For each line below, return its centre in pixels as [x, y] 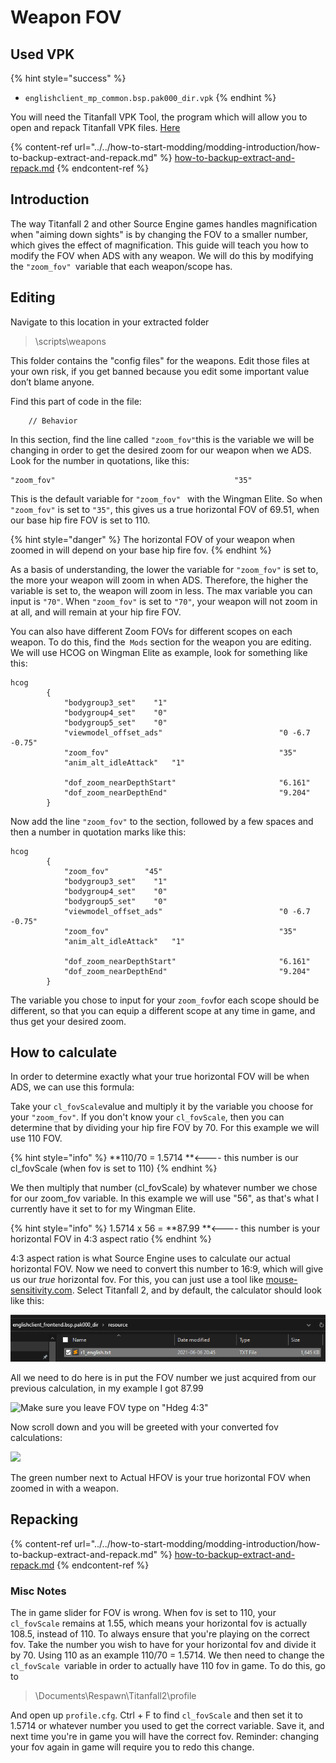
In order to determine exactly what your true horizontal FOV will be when [160, 1077]
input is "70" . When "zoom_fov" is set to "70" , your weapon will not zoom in [164, 601]
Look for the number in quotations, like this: [100, 460]
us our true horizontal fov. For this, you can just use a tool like [137, 1280]
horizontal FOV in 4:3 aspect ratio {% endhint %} [111, 1239]
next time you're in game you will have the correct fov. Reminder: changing [165, 1736]
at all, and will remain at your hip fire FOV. [96, 612]
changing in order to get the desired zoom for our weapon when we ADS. [161, 450]
